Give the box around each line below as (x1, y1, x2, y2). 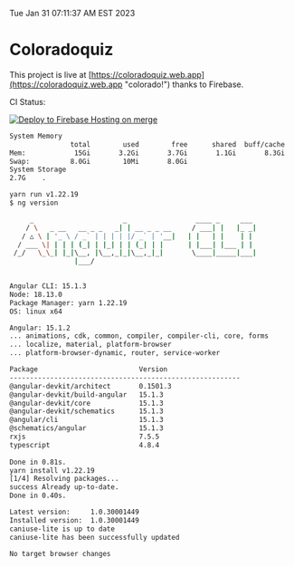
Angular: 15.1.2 (9, 323, 71, 332)
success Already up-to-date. (9, 483, 119, 492)
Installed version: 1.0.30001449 (9, 515, 140, 524)
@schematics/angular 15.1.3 (9, 424, 165, 433)
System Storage (9, 165, 67, 175)
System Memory (9, 131, 63, 140)
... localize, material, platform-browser (9, 340, 172, 350)
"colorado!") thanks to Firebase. (124, 79, 244, 90)
